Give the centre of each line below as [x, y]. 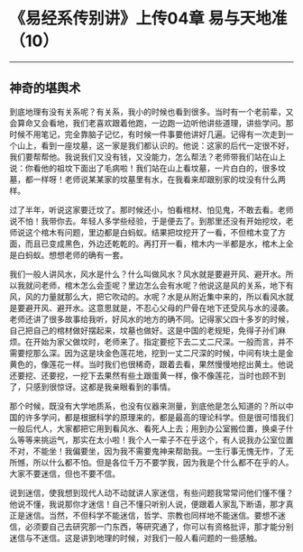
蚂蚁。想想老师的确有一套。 [76, 254]
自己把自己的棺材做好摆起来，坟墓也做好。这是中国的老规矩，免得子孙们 [143, 330]
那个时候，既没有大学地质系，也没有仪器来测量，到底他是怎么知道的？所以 [147, 406]
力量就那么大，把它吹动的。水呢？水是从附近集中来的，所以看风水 [163, 296]
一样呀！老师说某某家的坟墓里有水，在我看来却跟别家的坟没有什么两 [159, 179]
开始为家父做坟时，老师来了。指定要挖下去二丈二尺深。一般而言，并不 [163, 341]
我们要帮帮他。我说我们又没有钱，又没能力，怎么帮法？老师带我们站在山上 [147, 156]
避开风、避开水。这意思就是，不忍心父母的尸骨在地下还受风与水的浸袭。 [159, 308]
